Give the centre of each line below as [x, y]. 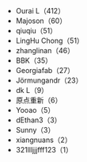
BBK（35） [34, 60]
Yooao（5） [35, 110]
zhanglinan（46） [45, 50]
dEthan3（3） [38, 120]
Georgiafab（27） [45, 70]
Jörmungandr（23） [49, 80]
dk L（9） [32, 90]
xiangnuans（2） [44, 140]
